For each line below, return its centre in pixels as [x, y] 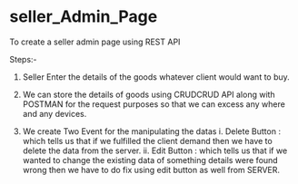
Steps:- [24, 59]
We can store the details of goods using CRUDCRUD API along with [149, 94]
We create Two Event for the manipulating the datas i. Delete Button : [152, 131]
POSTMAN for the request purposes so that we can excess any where [154, 104]
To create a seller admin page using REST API [95, 42]
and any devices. [55, 113]
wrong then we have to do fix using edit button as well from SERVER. [151, 169]
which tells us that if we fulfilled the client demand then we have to [147, 140]
